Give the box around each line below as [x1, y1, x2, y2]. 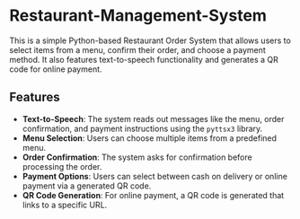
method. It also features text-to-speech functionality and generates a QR [9, 54, 278, 65]
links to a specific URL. [22, 199, 108, 210]
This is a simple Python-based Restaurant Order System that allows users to [9, 35, 292, 46]
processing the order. [22, 161, 102, 171]
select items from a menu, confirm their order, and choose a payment [9, 44, 267, 55]
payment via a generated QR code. [22, 180, 152, 191]
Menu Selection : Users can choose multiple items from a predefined [22, 132, 277, 144]
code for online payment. [9, 64, 102, 74]
